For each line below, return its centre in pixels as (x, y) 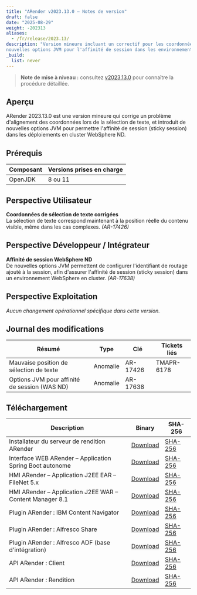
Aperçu (20, 102)
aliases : (17, 33)
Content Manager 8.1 (39, 499)
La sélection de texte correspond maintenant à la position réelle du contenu (97, 220)
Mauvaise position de (39, 363)
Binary (145, 428)
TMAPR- (168, 363)
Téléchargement (37, 408)
